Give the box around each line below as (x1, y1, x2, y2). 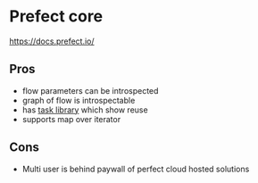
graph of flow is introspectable (21, 95, 136, 105)
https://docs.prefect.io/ (9, 36, 96, 46)
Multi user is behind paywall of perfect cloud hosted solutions (21, 163, 250, 174)
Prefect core (9, 6, 104, 27)
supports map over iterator (21, 113, 121, 124)
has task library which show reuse (21, 104, 149, 115)
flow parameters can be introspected (21, 85, 159, 96)
